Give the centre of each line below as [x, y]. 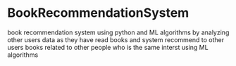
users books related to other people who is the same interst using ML [108, 47]
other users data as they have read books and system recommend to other [116, 39]
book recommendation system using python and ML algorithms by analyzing [118, 32]
